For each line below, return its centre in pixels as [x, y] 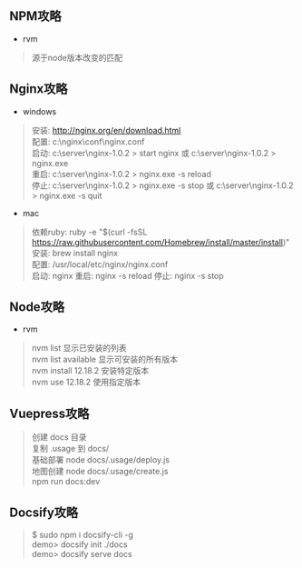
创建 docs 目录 [59, 437]
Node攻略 [37, 307]
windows [39, 111]
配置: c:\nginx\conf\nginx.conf [88, 141]
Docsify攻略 [44, 512]
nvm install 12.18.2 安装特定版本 [90, 371]
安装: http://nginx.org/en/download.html [106, 130]
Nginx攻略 [39, 89]
